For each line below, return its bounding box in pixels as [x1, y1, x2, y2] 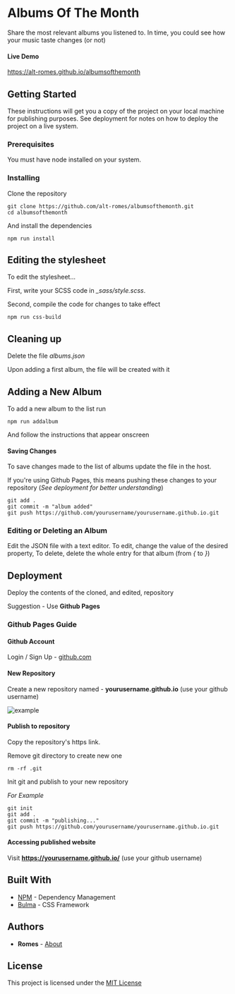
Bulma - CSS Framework [17, 900, 90, 909]
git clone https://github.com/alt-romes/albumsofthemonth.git [7, 202, 194, 210]
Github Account [7, 637, 55, 646]
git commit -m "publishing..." [7, 817, 100, 824]
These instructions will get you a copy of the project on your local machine [7, 107, 224, 115]
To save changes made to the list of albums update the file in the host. [7, 462, 212, 471]
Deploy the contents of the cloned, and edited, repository [7, 588, 174, 597]
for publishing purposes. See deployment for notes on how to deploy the [7, 114, 219, 123]
